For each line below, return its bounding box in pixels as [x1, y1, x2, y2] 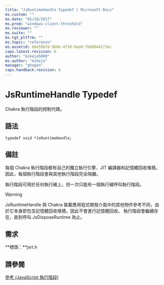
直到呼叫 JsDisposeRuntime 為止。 [13, 214, 85, 220]
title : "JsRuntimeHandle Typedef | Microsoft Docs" [5, 7, 114, 12]
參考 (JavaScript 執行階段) [5, 275, 59, 281]
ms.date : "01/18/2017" [5, 16, 52, 21]
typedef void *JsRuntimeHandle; [5, 136, 72, 141]
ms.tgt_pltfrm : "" [5, 35, 43, 40]
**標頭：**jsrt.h [5, 244, 38, 250]
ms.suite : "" [5, 30, 32, 35]
